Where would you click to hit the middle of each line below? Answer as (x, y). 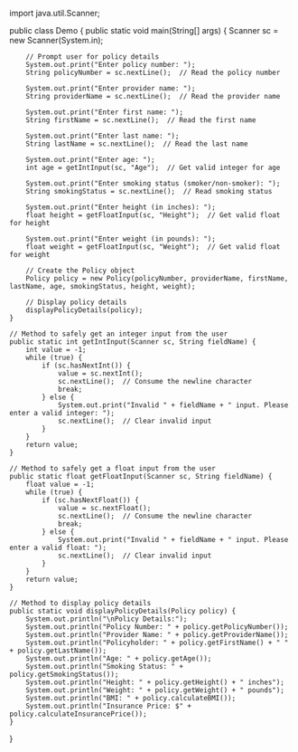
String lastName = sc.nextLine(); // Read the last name (137, 144)
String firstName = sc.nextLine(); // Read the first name (141, 120)
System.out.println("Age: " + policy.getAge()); (119, 659)
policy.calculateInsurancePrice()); (78, 714)
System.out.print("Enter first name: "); (104, 112)
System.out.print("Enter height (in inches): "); (121, 207)
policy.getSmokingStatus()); (64, 674)
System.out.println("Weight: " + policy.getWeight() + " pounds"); (155, 690)
